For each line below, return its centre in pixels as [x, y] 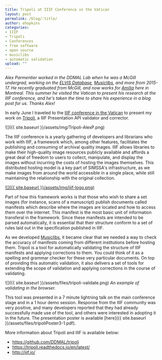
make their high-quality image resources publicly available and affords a [77, 152]
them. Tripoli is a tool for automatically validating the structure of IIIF [73, 248]
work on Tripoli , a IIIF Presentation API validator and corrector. [67, 118]
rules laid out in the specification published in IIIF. [55, 228]
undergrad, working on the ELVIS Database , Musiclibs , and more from [75, 83]
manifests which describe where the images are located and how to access [81, 207]
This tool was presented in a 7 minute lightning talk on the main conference [80, 297]
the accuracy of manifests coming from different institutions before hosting [80, 242]
